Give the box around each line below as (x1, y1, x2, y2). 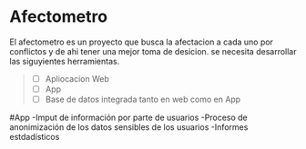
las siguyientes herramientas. (9, 55, 120, 66)
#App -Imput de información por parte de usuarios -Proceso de (9, 112, 248, 124)
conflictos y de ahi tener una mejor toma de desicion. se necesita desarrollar (9, 45, 297, 56)
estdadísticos (9, 132, 60, 143)
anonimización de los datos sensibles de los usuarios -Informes (9, 122, 249, 133)
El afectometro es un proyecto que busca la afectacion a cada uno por (9, 36, 273, 47)
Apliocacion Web (45, 73, 109, 84)
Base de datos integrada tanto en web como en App (45, 94, 241, 105)
